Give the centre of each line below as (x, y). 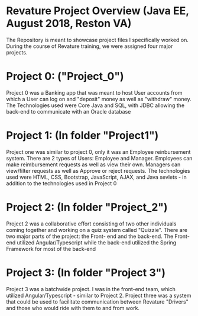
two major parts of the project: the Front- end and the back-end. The (90, 236)
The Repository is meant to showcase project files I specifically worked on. (98, 40)
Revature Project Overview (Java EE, (98, 11)
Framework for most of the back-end (51, 249)
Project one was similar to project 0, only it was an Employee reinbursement (98, 151)
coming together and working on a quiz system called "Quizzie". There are (97, 230)
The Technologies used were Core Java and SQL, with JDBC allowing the (95, 105)
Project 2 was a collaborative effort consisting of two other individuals (91, 224)
